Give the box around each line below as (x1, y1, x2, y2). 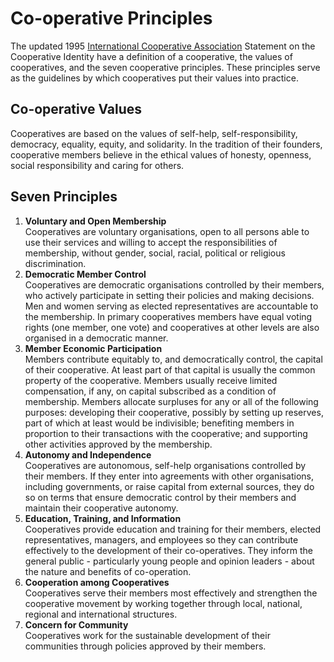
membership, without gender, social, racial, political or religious (24, 247, 286, 259)
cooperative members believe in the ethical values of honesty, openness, (10, 148, 312, 161)
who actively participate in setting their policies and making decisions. (24, 289, 315, 301)
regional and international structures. (24, 608, 178, 620)
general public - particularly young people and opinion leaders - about (24, 555, 315, 567)
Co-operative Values (10, 101, 143, 118)
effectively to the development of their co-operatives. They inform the (24, 544, 313, 556)
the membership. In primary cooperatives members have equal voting (24, 310, 313, 322)
